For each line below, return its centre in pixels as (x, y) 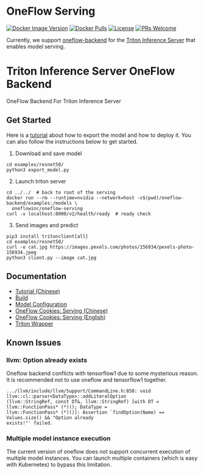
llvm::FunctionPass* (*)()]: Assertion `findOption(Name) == (86, 413)
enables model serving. (36, 46)
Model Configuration (41, 304)
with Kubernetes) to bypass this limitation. (59, 465)
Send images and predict (47, 225)
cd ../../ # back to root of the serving (61, 192)
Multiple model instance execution (58, 439)
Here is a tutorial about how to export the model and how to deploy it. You (99, 135)
